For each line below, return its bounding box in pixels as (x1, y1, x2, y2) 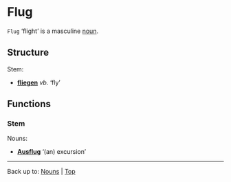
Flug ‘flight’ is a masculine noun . (7, 27, 98, 35)
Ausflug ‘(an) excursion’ (16, 148, 87, 156)
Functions (7, 98, 52, 110)
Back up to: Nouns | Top (7, 168, 76, 176)
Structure (7, 47, 49, 58)
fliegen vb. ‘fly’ (16, 78, 60, 87)
